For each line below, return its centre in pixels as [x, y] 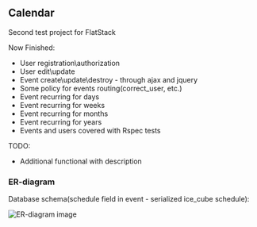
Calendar [31, 13]
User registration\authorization [70, 63]
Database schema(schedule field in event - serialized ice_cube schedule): [129, 199]
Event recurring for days [59, 96]
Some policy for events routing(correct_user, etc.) [101, 88]
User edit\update [47, 71]
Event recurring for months [64, 113]
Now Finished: [32, 48]
